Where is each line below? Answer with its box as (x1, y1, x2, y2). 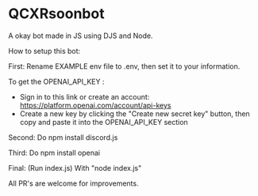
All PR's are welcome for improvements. (8, 179, 139, 188)
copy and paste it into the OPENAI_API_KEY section (19, 117, 188, 126)
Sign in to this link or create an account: (19, 92, 150, 101)
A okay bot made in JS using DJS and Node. (8, 31, 153, 40)
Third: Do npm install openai (8, 148, 101, 157)
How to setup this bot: (8, 46, 81, 55)
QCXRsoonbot (8, 5, 105, 23)
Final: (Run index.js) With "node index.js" (8, 163, 142, 172)
